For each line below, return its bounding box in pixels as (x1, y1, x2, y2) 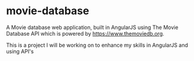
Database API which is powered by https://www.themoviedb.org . (6, 30, 164, 37)
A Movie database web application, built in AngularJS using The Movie (6, 24, 179, 31)
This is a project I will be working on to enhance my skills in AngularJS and (6, 41, 189, 49)
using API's (6, 47, 34, 54)
